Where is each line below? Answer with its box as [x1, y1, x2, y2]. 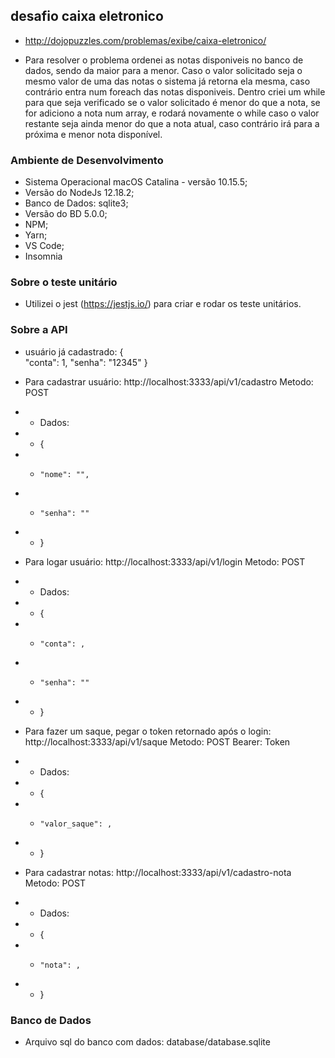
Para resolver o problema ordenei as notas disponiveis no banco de [24, 54, 304, 66]
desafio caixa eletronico [10, 8, 164, 25]
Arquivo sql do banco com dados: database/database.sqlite [24, 1036, 271, 1048]
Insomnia [24, 250, 63, 263]
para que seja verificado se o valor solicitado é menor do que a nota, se [24, 96, 321, 108]
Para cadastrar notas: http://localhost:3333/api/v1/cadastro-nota [24, 866, 292, 878]
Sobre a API [10, 323, 68, 337]
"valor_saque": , [39, 819, 113, 829]
